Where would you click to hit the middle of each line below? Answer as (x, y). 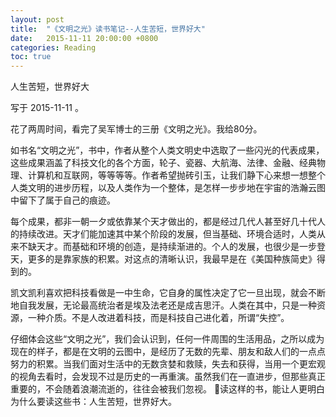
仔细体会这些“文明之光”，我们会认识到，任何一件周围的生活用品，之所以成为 (167, 339)
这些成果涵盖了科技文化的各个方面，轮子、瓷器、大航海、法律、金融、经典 (163, 163)
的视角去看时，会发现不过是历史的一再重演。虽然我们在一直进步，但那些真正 (168, 377)
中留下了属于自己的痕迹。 (63, 200)
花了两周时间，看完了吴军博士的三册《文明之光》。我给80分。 (136, 129)
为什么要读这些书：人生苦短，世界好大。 (93, 402)
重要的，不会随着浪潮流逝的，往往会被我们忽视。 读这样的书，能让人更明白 (168, 389)
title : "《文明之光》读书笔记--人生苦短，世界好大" (108, 29)
